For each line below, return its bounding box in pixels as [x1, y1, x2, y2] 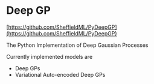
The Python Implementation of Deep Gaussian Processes [6, 41, 149, 49]
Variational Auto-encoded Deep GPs [14, 71, 106, 78]
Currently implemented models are [6, 53, 93, 60]
